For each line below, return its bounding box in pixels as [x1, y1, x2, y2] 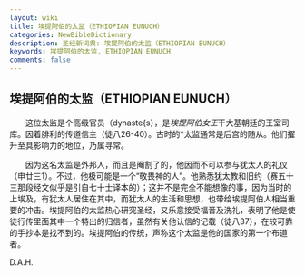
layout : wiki [9, 13, 59, 23]
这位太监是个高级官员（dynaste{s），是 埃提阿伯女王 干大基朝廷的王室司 [25, 117, 290, 128]
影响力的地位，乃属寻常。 [33, 140, 129, 151]
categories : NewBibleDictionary [9, 30, 132, 39]
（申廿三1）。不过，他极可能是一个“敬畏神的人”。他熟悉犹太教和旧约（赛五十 [9, 170, 295, 182]
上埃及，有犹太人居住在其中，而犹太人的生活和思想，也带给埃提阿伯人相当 [9, 192, 288, 204]
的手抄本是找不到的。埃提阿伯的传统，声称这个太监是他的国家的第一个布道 [9, 227, 288, 238]
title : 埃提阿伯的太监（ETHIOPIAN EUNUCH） [9, 22, 164, 31]
